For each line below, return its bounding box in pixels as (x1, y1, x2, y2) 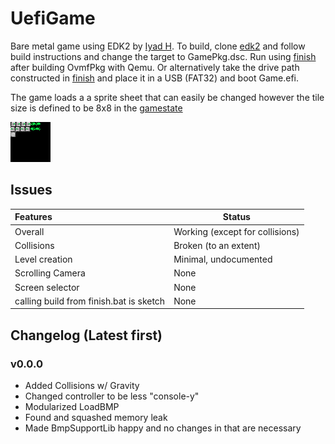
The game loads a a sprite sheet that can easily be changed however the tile (10, 91, 325, 103)
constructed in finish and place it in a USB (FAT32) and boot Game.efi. (10, 72, 300, 84)
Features (14, 211, 53, 223)
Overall (14, 225, 45, 237)
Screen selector (14, 281, 80, 293)
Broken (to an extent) (173, 239, 261, 251)
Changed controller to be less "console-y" (24, 390, 200, 402)
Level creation (14, 253, 73, 265)
